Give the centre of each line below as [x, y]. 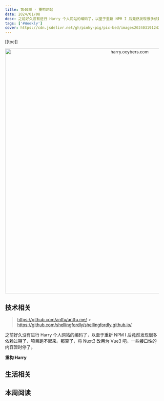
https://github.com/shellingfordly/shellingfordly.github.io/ [74, 325]
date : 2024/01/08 [23, 14]
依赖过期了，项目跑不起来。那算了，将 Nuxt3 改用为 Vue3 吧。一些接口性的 [81, 341]
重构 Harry [16, 357]
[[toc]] [11, 42]
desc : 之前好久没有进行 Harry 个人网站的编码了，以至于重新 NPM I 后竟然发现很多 [80, 19]
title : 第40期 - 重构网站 [29, 10]
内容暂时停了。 [20, 347]
